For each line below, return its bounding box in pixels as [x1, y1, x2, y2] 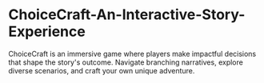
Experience [8, 22, 86, 41]
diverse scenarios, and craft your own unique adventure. [8, 65, 195, 75]
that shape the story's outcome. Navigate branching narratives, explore [8, 57, 244, 67]
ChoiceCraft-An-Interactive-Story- [8, 6, 246, 24]
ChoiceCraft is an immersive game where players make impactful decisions [8, 49, 257, 58]
